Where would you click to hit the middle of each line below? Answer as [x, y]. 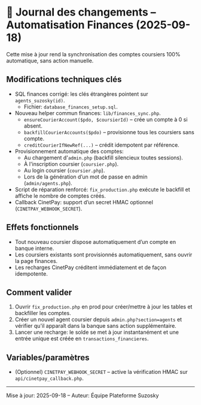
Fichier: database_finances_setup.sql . [71, 107]
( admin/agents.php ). [48, 183]
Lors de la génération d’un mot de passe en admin [86, 177]
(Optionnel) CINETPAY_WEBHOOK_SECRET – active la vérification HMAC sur [101, 372]
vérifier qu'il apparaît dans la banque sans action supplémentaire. [95, 326]
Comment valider [39, 292]
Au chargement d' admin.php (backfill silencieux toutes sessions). [103, 158]
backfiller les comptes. [43, 313]
